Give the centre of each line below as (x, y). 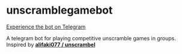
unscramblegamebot (59, 10)
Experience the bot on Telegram (46, 27)
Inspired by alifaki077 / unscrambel (51, 45)
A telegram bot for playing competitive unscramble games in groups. (91, 38)
